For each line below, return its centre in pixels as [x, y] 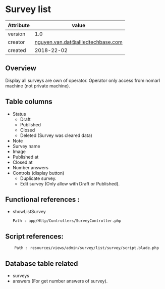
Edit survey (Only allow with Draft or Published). [70, 183]
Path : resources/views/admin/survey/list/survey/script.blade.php [87, 248]
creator [16, 42]
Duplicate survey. [38, 178]
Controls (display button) [38, 173]
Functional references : [42, 199]
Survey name [26, 146]
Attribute [19, 25]
